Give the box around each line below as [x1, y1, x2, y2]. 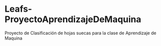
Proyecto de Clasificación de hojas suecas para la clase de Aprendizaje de [4, 30, 157, 36]
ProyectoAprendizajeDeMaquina [4, 14, 142, 25]
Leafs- [4, 3, 33, 15]
